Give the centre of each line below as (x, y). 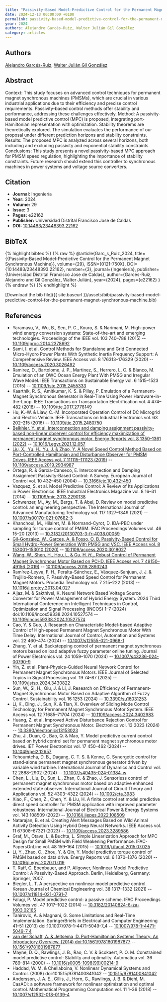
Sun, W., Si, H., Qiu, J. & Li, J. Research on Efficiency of (69, 688)
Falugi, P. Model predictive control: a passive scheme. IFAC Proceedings (86, 899)
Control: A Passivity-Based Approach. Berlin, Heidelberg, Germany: (81, 873)
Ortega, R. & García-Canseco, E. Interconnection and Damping (76, 470)
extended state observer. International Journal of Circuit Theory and (82, 788)
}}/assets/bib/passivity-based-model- (122, 295)
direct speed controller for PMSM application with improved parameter (85, 804)
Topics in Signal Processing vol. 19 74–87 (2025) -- (65, 677)
